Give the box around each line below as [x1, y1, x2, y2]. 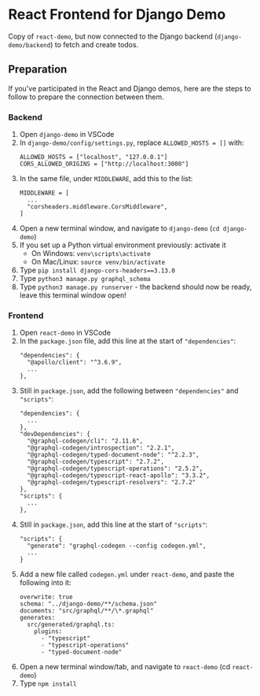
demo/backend [8, 41, 51, 49]
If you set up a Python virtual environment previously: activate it [19, 240, 226, 250]
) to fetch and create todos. [49, 39, 139, 49]
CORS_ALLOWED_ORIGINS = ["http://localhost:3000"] [19, 160, 189, 168]
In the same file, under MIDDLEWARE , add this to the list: [19, 174, 193, 183]
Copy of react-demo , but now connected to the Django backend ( [8, 31, 218, 41]
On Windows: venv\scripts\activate [31, 249, 151, 258]
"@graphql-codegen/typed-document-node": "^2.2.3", [27, 451, 200, 459]
